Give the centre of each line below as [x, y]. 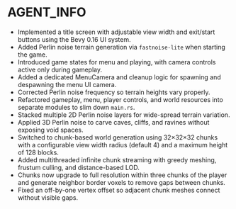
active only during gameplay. [60, 69]
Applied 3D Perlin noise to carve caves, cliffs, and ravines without [113, 122]
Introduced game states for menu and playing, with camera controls [117, 62]
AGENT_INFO [47, 12]
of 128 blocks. [38, 152]
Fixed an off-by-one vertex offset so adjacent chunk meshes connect [119, 190]
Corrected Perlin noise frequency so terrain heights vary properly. [114, 92]
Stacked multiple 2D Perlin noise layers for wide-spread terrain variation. [124, 115]
